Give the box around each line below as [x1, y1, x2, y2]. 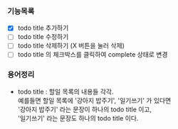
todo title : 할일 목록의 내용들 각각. [17, 87, 114, 96]
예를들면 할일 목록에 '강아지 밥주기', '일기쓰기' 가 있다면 [17, 96, 172, 104]
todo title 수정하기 [17, 33, 69, 41]
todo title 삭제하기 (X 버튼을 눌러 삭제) [17, 41, 125, 50]
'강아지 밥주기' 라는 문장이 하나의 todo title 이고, [17, 105, 152, 113]
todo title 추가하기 [17, 23, 69, 33]
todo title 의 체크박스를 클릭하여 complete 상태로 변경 [17, 50, 168, 59]
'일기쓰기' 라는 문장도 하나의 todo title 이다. [17, 113, 139, 122]
